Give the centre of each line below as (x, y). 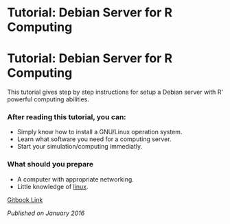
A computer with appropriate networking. (75, 179)
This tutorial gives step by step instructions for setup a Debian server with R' (115, 92)
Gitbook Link (25, 199)
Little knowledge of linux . (53, 186)
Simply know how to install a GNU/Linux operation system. (100, 132)
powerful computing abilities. (48, 99)
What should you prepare (50, 164)
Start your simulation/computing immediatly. (80, 147)
